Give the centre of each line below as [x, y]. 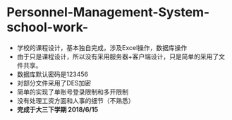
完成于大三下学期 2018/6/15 [57, 109]
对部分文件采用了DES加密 [54, 83]
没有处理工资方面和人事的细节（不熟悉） [75, 100]
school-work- [48, 27]
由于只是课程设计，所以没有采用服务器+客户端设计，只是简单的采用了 [118, 56]
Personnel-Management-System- [108, 12]
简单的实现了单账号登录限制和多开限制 [72, 92]
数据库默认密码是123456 [53, 74]
